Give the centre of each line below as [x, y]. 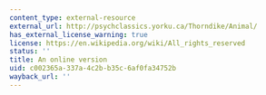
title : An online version [58, 60]
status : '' [30, 52]
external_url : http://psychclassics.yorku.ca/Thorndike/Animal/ [133, 26]
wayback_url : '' [40, 77]
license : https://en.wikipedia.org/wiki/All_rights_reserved [128, 43]
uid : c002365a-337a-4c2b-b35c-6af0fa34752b [93, 69]
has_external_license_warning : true [79, 34]
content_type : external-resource [73, 18]
